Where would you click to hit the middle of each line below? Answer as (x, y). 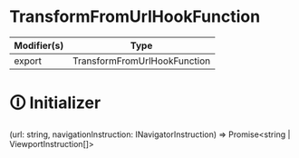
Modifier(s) (39, 45)
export (28, 61)
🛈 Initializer (55, 103)
